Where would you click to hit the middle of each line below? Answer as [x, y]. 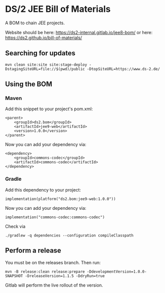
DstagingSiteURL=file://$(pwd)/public [45, 69]
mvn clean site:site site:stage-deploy [46, 65]
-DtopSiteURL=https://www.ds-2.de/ [124, 69]
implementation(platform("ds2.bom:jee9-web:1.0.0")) [61, 199]
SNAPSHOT [14, 276]
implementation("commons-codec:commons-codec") [55, 217]
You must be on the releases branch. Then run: [53, 262]
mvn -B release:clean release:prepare [45, 271]
